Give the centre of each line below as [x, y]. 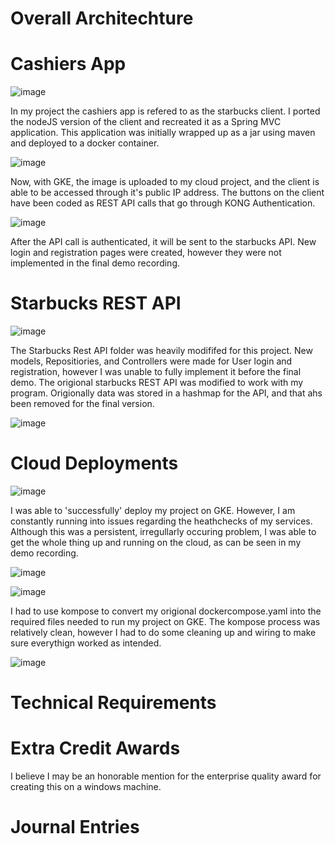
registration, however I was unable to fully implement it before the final [156, 372]
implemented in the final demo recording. [95, 263]
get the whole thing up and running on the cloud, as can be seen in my [156, 542]
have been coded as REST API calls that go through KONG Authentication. [163, 203]
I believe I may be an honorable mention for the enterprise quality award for [166, 776]
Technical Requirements [113, 703]
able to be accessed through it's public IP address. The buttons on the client [167, 193]
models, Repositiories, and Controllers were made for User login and [151, 361]
